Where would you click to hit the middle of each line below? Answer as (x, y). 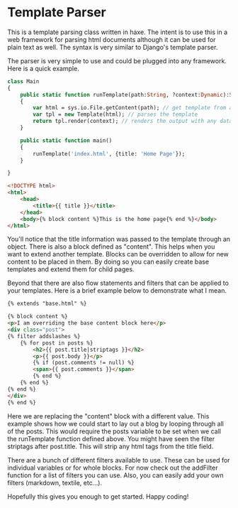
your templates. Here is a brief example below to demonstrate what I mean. (117, 291)
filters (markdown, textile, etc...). (55, 482)
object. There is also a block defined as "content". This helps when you (111, 247)
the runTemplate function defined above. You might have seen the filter (111, 438)
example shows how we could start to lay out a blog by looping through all (116, 423)
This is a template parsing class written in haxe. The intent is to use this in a (118, 32)
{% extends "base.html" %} (47, 304)
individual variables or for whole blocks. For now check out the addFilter (113, 468)
